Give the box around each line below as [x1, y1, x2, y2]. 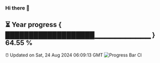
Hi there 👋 [5, 4, 30, 11]
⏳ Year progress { [5, 20, 62, 29]
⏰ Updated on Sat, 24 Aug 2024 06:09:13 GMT [5, 52, 103, 58]
